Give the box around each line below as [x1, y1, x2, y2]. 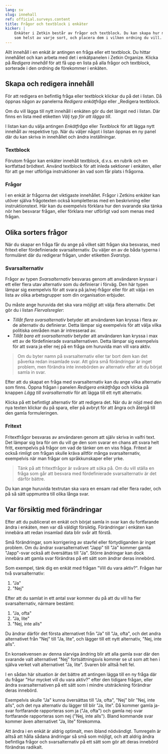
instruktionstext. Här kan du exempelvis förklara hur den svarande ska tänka [5, 203, 162, 209]
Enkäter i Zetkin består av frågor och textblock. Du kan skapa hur [14, 31, 160, 36]
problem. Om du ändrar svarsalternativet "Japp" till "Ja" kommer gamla [5, 544, 151, 550]
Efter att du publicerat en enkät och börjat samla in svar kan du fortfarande [5, 519, 159, 525]
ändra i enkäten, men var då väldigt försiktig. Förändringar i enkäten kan [5, 524, 154, 530]
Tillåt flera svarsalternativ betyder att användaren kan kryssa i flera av [12, 317, 158, 323]
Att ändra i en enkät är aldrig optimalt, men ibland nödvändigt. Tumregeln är [5, 728, 161, 734]
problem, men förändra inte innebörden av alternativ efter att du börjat [17, 364, 162, 370]
